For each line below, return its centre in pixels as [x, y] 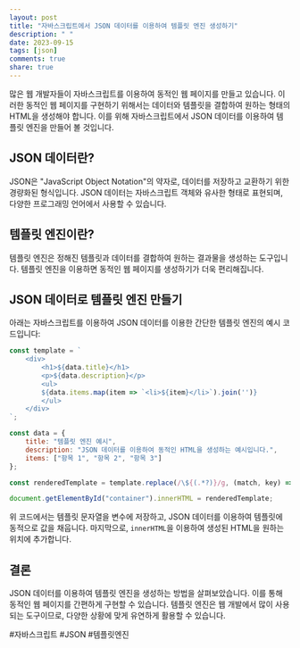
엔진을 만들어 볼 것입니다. [70, 127]
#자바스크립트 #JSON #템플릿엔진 [69, 635]
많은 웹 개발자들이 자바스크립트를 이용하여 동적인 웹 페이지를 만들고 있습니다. [143, 94]
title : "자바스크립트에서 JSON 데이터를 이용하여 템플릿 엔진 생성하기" [124, 26]
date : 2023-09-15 [42, 42]
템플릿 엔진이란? [52, 234]
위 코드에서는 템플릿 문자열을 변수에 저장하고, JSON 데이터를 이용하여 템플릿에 [146, 517]
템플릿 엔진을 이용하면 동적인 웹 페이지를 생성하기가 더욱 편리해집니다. [142, 269]
